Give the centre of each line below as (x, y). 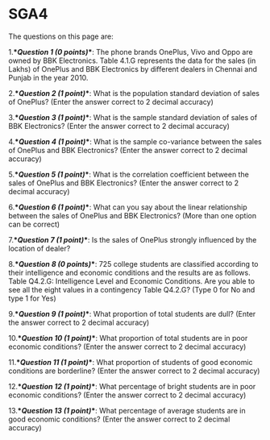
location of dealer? (39, 248)
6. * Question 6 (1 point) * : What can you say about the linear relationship (128, 207)
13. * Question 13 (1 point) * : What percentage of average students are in (127, 410)
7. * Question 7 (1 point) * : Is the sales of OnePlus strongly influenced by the (133, 239)
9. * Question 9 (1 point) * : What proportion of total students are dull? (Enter (132, 313)
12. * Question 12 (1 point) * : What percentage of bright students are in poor (132, 386)
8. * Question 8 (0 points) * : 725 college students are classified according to (133, 264)
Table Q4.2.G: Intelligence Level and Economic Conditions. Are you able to (132, 281)
